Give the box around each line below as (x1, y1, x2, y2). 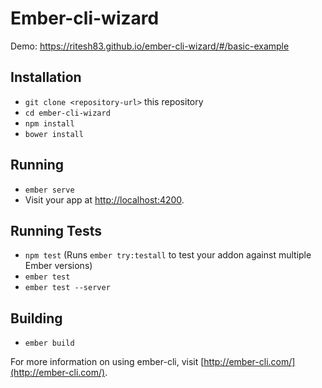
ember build (24, 338, 75, 349)
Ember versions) (24, 260, 93, 272)
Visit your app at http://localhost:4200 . (24, 193, 185, 206)
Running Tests (10, 222, 102, 239)
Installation (10, 69, 82, 86)
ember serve (24, 185, 75, 195)
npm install (24, 118, 75, 129)
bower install (24, 129, 84, 139)
